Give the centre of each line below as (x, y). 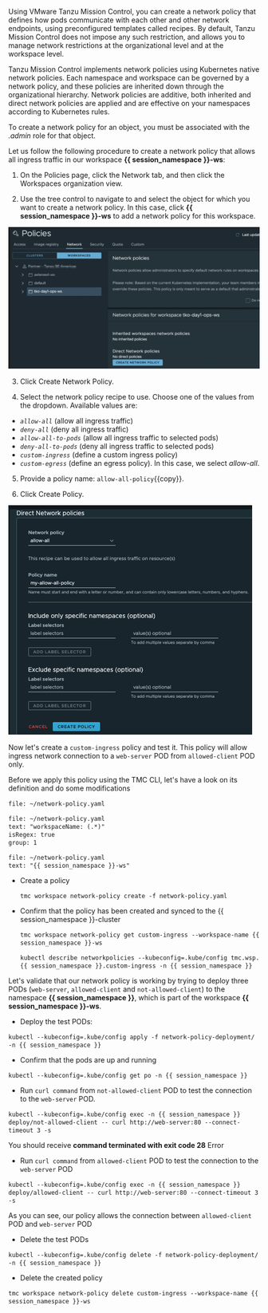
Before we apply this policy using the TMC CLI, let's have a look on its (123, 779)
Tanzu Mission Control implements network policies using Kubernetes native (134, 69)
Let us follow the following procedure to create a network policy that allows (132, 151)
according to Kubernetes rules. (59, 112)
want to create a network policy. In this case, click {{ (106, 207)
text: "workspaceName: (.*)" (57, 826)
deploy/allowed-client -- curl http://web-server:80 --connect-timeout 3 (134, 1193)
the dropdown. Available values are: (79, 405)
